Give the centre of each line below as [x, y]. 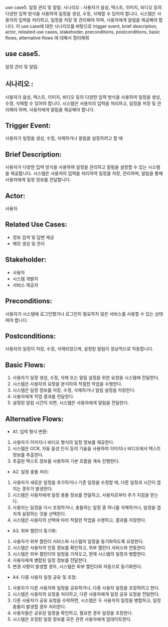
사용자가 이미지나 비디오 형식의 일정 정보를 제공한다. [63, 442]
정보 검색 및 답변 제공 [33, 237]
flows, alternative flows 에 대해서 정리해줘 [47, 38]
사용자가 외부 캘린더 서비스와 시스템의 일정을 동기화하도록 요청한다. [78, 541]
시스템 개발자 [25, 279]
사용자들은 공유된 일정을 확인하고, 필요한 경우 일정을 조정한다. [73, 613]
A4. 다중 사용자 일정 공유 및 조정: [45, 577]
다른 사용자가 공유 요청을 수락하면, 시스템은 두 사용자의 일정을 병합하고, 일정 [87, 600]
